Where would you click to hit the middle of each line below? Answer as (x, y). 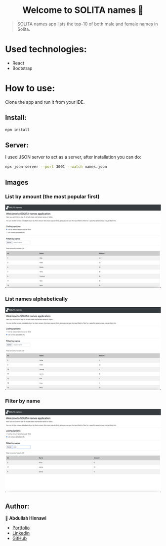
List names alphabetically (37, 299)
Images (17, 182)
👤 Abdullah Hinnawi (26, 518)
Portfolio (21, 528)
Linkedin (21, 533)
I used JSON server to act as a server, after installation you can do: (73, 157)
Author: (17, 506)
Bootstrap (22, 68)
